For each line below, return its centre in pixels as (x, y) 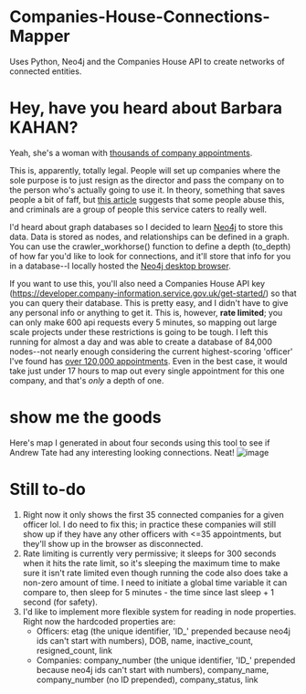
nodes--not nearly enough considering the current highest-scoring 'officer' (151, 351)
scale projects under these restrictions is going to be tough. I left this (139, 331)
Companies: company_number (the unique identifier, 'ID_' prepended (166, 660)
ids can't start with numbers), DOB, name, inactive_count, (145, 640)
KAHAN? (44, 127)
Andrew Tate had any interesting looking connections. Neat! (122, 452)
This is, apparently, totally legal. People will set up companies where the (145, 170)
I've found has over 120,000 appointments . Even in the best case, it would (148, 361)
